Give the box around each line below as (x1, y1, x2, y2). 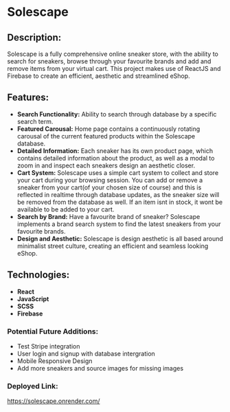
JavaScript (16, 294, 49, 303)
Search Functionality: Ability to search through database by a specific (16, 110, 218, 118)
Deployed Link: (7, 381, 58, 391)
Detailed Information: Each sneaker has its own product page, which (16, 146, 214, 155)
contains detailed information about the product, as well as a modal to (16, 154, 215, 162)
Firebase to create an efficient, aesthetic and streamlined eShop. (7, 72, 190, 80)
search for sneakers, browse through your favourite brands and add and (7, 57, 211, 65)
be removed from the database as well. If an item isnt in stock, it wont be (16, 198, 223, 206)
